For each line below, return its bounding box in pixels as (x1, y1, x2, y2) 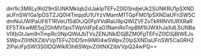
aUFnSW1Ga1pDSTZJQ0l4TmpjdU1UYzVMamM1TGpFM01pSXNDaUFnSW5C (6, 11, 196, 18)
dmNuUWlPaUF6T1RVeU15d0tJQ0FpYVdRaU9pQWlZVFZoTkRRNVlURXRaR (6, 18, 193, 24)
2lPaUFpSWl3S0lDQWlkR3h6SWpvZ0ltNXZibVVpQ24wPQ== (6, 43, 158, 50)
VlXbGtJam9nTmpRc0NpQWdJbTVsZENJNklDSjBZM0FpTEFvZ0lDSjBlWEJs (6, 30, 194, 38)
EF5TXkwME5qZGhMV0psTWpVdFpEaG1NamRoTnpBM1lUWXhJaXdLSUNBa (6, 24, 196, 31)
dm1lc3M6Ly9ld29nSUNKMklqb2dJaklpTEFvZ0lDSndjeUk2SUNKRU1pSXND (6, 5, 194, 12)
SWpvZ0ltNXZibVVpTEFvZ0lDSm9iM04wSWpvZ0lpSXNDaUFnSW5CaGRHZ (6, 37, 194, 43)
